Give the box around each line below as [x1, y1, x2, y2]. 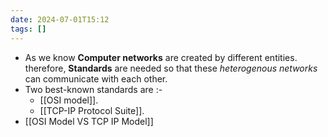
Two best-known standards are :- [24, 83, 163, 95]
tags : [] [10, 24, 47, 34]
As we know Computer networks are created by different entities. [24, 51, 298, 63]
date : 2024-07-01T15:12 [10, 14, 110, 25]
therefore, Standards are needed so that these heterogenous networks [24, 62, 318, 74]
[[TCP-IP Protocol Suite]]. [39, 104, 145, 116]
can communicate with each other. [24, 72, 168, 85]
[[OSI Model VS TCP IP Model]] [24, 115, 154, 127]
